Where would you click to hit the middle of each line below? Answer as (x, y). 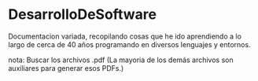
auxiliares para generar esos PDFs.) (66, 68)
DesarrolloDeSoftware (83, 15)
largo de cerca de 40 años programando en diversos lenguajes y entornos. (129, 44)
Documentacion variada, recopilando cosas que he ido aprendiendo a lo (125, 36)
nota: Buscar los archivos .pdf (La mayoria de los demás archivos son (121, 60)
